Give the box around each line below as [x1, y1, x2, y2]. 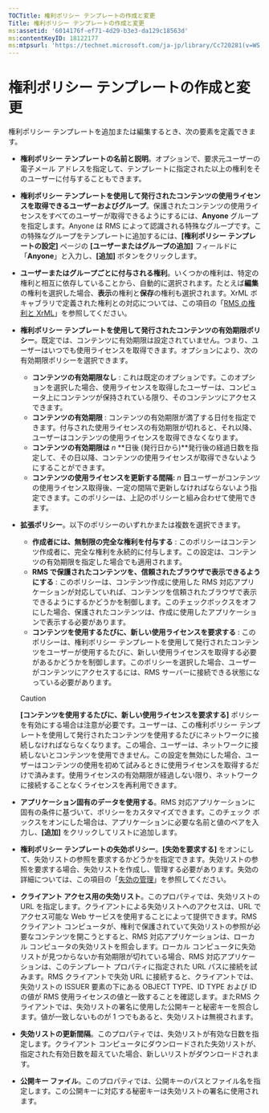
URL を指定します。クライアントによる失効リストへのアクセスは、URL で [19, 902, 262, 912]
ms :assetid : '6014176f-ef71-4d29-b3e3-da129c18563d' [8, 26, 189, 35]
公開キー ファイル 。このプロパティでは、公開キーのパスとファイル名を [19, 1076, 255, 1086]
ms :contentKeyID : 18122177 [8, 34, 99, 43]
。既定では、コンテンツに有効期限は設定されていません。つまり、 [34, 335, 252, 345]
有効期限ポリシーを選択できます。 [19, 355, 132, 365]
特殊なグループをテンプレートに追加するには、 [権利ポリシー [26, 231, 226, 241]
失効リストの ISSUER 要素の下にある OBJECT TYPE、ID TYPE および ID [19, 982, 257, 992]
